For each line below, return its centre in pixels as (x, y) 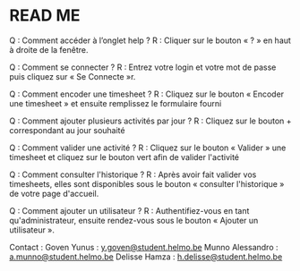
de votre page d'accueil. (54, 193)
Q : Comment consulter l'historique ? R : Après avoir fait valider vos (133, 174)
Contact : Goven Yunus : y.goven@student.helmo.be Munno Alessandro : (144, 247)
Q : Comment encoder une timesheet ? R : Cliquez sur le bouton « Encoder (147, 94)
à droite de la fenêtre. (49, 49)
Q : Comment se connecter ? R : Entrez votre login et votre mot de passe (143, 67)
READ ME (45, 16)
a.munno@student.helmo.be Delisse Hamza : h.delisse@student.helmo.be (146, 257)
